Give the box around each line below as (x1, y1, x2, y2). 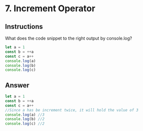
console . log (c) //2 (5, 121, 45, 126)
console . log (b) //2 (5, 117, 45, 122)
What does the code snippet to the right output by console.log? (5, 35, 133, 41)
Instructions (5, 22, 43, 31)
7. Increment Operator (5, 3, 96, 14)
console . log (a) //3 (5, 112, 45, 117)
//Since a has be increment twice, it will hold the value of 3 (5, 108, 139, 112)
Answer (5, 81, 30, 89)
